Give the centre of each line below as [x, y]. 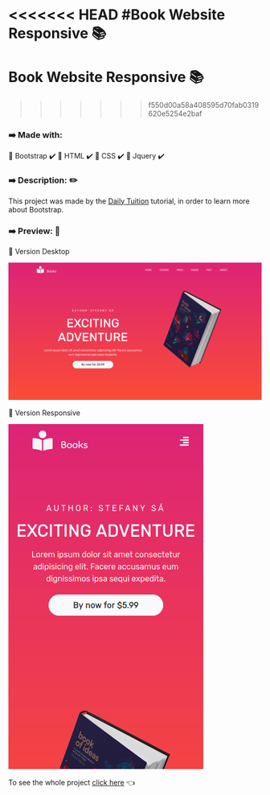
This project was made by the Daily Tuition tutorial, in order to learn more [129, 201]
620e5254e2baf [175, 113]
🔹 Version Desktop [39, 252]
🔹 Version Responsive [45, 413]
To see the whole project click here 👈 [72, 783]
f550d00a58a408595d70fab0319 [204, 105]
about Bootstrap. [36, 209]
